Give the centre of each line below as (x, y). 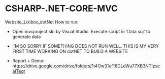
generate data (26, 37)
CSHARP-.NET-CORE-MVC (62, 9)
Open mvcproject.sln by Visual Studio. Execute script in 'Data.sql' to (81, 31)
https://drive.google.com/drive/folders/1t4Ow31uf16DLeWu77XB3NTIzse (86, 66)
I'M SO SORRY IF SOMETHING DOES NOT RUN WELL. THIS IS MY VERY (85, 46)
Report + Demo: (28, 60)
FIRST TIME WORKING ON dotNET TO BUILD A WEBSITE (70, 51)
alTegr (19, 71)
